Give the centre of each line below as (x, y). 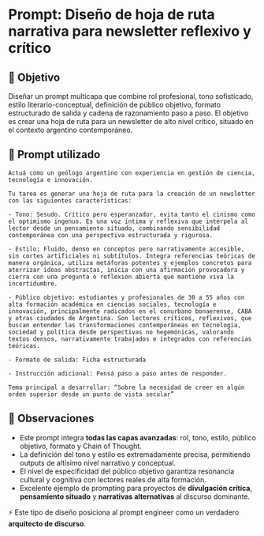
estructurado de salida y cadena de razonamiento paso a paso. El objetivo (128, 113)
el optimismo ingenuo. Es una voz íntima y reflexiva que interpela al (128, 221)
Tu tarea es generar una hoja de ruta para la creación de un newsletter (132, 194)
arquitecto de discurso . (47, 523)
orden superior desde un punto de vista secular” (91, 394)
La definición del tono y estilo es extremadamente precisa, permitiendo (135, 454)
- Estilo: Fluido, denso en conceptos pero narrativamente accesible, (126, 249)
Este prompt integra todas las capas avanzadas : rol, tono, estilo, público (138, 437)
